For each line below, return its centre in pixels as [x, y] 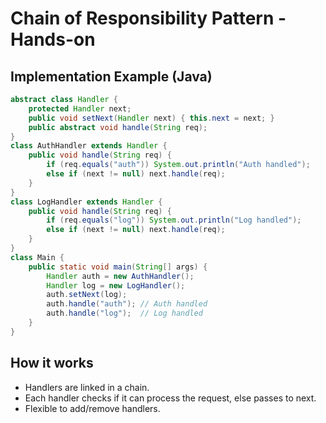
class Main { [37, 257]
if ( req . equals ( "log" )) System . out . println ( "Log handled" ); [174, 220]
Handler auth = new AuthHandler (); [120, 276]
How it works [52, 363]
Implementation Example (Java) [111, 76]
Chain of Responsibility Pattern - [148, 18]
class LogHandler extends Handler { [86, 202]
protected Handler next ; [80, 108]
